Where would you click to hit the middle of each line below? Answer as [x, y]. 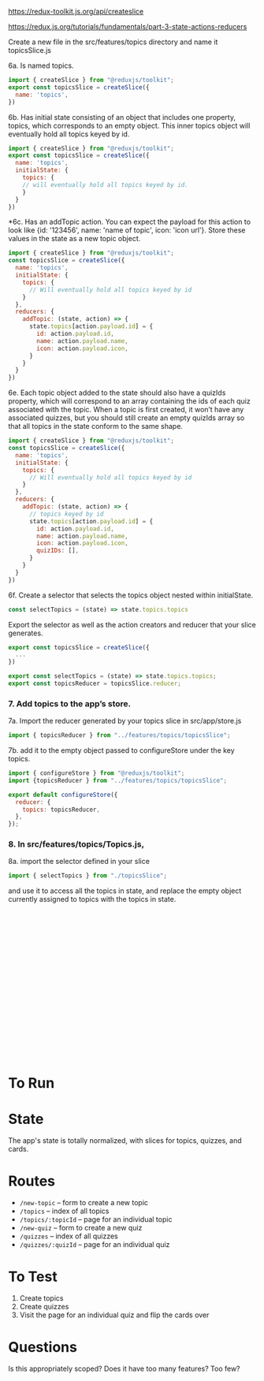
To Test [33, 1277]
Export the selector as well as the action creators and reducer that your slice [132, 624]
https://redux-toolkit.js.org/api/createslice [76, 11]
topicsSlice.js [30, 50]
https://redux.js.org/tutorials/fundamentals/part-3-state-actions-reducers [128, 26]
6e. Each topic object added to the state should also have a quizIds [117, 393]
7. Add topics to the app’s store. [70, 703]
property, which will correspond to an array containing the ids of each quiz [129, 401]
